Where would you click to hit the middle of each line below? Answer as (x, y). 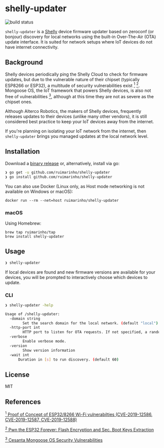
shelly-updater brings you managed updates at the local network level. (77, 136)
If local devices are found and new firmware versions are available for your (80, 272)
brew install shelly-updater (35, 236)
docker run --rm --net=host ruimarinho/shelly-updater (62, 200)
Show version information (49, 350)
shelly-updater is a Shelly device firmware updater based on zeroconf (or (80, 31)
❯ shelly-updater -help (29, 305)
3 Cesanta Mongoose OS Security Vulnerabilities (54, 439)
